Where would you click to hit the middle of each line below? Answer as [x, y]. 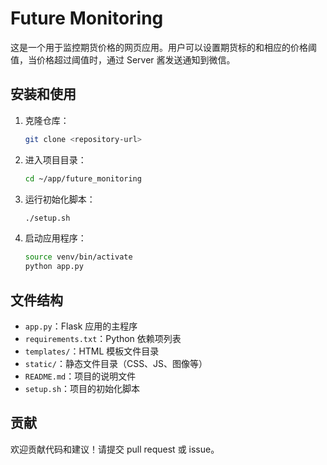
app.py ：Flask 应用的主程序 [81, 326]
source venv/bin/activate [78, 257]
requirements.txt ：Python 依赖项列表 [103, 338]
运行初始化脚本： [60, 199]
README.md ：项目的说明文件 [80, 376]
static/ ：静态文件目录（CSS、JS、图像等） [116, 363]
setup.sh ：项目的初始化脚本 [82, 388]
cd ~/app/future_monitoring [83, 178]
